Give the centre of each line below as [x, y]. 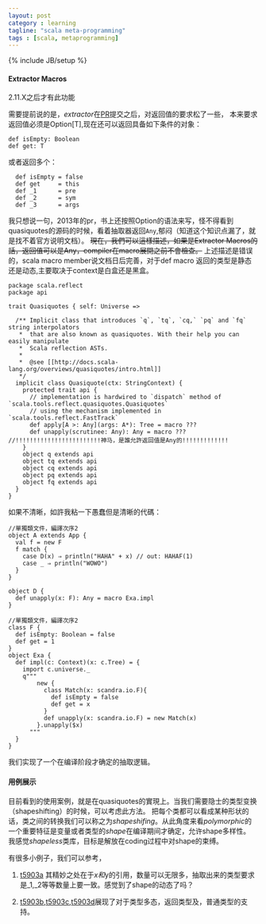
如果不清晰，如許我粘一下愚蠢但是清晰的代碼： [85, 512]
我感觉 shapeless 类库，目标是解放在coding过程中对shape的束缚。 [116, 840]
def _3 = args [48, 205]
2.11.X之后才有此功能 [42, 97]
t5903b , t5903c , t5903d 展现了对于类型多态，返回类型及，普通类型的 [130, 902]
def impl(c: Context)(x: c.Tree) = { [78, 663]
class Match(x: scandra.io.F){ [95, 691]
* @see [31, 362]
